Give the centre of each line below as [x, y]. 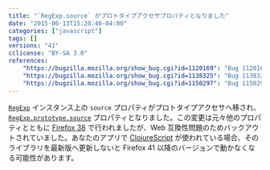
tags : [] [23, 38]
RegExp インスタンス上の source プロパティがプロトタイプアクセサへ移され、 [135, 107]
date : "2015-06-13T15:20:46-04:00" [68, 23]
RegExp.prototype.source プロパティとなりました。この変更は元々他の [125, 117]
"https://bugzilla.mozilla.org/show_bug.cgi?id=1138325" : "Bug [131, 76]
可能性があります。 [47, 157]
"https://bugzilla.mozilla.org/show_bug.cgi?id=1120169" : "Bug [131, 68]
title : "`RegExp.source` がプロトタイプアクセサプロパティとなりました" [119, 16]
